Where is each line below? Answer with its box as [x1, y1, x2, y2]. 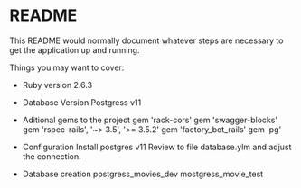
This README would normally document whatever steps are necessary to [9, 35, 284, 46]
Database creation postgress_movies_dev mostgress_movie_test [22, 168, 264, 179]
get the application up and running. [9, 44, 140, 55]
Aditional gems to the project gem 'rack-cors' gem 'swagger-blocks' [22, 114, 278, 125]
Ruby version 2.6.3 [22, 79, 93, 90]
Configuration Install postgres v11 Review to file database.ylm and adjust [22, 141, 292, 152]
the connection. [22, 150, 81, 162]
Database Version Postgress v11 [22, 96, 142, 108]
